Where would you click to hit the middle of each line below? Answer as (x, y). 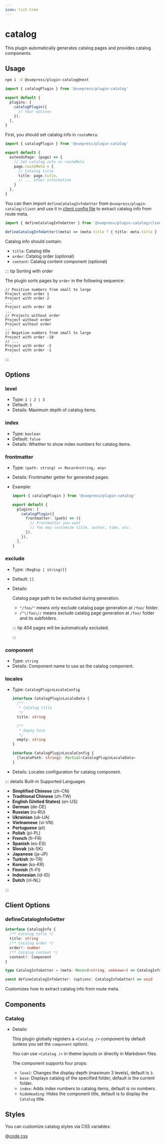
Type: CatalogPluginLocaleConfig (46, 690)
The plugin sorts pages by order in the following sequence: (65, 280)
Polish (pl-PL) (26, 833)
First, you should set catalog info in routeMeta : (52, 135)
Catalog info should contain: (34, 241)
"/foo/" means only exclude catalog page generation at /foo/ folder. (89, 607)
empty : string (31, 740)
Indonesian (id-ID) (31, 875)
